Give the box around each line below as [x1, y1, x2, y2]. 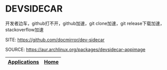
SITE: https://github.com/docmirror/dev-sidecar [5, 36, 105, 43]
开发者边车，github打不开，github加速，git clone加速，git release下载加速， [5, 20, 164, 26]
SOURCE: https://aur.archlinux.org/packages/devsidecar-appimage [5, 46, 146, 52]
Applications [8, 58, 39, 65]
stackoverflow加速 [5, 26, 44, 33]
